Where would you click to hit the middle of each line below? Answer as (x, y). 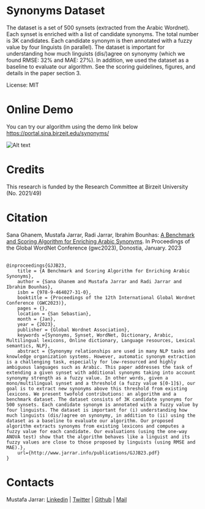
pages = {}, (32, 308)
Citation (27, 218)
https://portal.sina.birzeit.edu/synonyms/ (58, 133)
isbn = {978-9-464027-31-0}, (54, 292)
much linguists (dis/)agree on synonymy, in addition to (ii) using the (101, 415)
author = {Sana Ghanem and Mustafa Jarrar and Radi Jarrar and (100, 281)
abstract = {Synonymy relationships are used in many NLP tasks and (106, 351)
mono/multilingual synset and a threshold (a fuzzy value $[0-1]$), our (101, 383)
